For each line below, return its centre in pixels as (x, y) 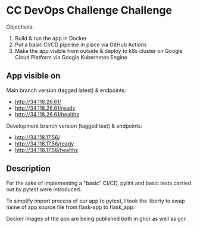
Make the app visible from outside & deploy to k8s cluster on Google (99, 50)
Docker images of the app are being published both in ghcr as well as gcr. (97, 218)
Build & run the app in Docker (51, 38)
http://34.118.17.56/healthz (46, 150)
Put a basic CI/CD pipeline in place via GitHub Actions (81, 45)
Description (28, 169)
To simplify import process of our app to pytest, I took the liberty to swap (96, 201)
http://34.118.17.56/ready (44, 144)
